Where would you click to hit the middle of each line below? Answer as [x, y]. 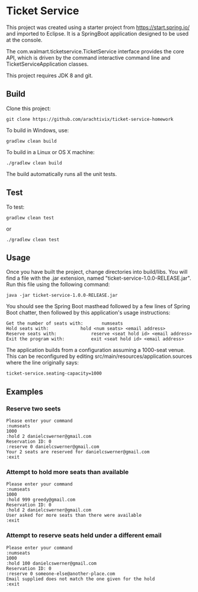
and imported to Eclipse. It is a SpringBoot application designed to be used [97, 33]
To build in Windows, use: [38, 130]
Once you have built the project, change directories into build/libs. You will [97, 272]
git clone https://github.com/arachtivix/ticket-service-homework [90, 119]
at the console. [24, 40]
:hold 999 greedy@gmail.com [41, 500]
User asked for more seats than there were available [74, 516]
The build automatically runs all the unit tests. [62, 174]
